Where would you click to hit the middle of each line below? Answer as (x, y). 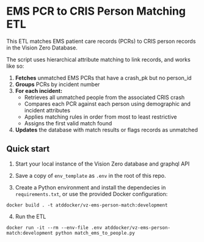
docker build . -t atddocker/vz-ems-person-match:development (87, 205)
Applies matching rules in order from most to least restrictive (100, 117)
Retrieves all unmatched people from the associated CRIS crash (104, 97)
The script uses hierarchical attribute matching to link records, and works (98, 59)
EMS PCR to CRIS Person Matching (96, 11)
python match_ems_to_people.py (95, 233)
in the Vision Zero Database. (42, 48)
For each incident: (39, 90)
